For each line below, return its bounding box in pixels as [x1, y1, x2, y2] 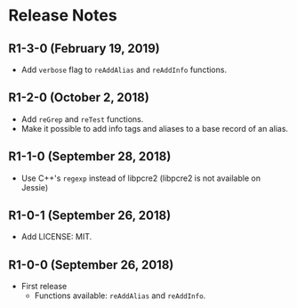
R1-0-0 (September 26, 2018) [8, 257, 174, 272]
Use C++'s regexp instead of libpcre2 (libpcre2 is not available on [20, 173, 261, 183]
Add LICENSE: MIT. [20, 231, 92, 242]
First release [20, 281, 68, 292]
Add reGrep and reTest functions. [20, 113, 144, 125]
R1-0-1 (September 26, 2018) [8, 208, 172, 223]
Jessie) [20, 182, 49, 192]
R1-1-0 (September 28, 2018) [8, 149, 172, 165]
